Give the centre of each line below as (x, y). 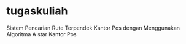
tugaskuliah (37, 11)
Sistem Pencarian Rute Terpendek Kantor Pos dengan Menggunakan (93, 28)
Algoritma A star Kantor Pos (41, 34)
